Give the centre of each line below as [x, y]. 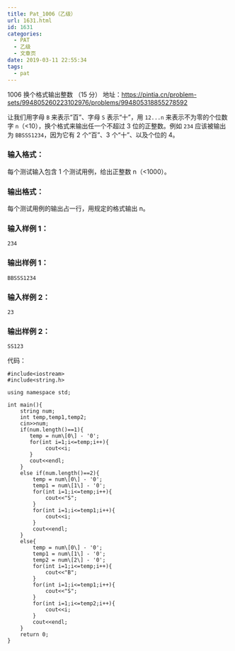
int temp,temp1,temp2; [53, 418]
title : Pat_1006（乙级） [42, 14]
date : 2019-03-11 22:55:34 [47, 60]
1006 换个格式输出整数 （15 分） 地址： [64, 94]
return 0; [35, 635]
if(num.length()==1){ [52, 430]
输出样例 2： [29, 331]
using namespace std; [39, 393]
